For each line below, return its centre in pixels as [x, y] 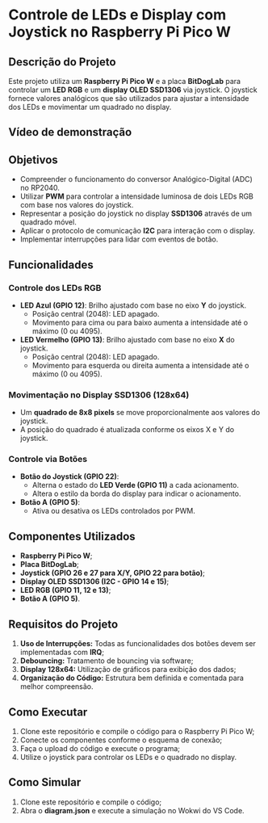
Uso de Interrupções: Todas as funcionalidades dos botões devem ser [138, 644]
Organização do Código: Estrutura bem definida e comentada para [132, 678]
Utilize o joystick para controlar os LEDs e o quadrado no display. [128, 757]
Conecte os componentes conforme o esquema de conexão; [121, 740]
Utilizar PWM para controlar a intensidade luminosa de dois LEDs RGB [137, 196]
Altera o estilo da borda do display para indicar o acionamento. [136, 493]
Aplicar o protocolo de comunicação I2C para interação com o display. [138, 231]
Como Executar [48, 712]
